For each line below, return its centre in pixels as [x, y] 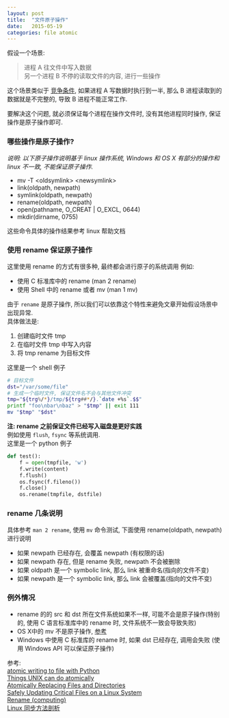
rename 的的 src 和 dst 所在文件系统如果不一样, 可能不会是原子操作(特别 [118, 614]
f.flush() [33, 475]
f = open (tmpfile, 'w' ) [53, 462]
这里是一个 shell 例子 [37, 367]
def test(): [24, 456]
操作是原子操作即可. [35, 122]
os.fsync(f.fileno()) [50, 482]
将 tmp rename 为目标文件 [54, 353]
